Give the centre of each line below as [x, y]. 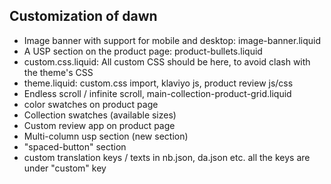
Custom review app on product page [99, 125]
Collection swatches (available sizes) [100, 115]
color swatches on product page [91, 104]
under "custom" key [65, 168]
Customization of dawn [83, 16]
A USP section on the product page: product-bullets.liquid [143, 51]
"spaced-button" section [75, 146]
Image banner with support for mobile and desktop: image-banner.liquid [172, 40]
